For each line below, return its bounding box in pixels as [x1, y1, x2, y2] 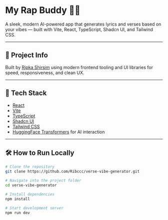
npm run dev [5, 210, 30, 215]
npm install [5, 196, 30, 201]
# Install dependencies [5, 191, 55, 197]
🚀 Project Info [5, 51, 48, 60]
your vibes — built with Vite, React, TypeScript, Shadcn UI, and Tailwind [5, 26, 153, 32]
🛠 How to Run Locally [5, 148, 74, 157]
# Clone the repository [5, 164, 55, 169]
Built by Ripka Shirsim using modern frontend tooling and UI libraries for [5, 64, 153, 70]
